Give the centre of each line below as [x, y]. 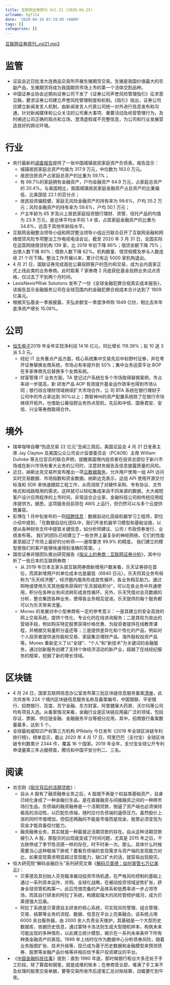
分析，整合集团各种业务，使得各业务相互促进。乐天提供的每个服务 [89, 598]
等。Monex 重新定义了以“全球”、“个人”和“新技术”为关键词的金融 [87, 643]
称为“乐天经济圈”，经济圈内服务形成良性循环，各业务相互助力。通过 [91, 579]
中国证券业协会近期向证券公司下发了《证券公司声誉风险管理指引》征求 [86, 94]
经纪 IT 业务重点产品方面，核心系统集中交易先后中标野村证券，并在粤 [92, 358]
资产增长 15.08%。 [41, 309]
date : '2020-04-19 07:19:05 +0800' [43, 19]
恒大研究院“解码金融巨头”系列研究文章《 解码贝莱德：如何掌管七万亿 [83, 863]
